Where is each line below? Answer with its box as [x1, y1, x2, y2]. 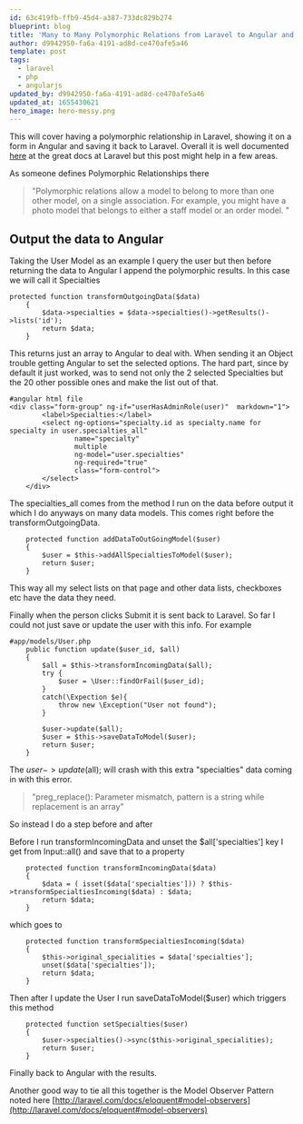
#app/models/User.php [9, 637, 92, 646]
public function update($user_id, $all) [25, 645, 181, 654]
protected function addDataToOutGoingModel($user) [25, 535, 221, 544]
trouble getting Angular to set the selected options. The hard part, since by [9, 358, 288, 369]
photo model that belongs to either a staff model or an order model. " [31, 205, 290, 216]
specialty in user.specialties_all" [9, 426, 148, 436]
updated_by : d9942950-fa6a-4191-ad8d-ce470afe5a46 [9, 89, 205, 98]
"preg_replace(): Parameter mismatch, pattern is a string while [31, 791, 265, 802]
